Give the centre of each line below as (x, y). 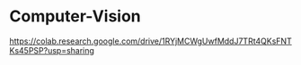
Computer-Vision (75, 16)
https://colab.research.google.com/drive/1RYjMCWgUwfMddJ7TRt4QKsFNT (150, 41)
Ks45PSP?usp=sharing (52, 50)
